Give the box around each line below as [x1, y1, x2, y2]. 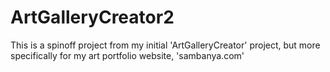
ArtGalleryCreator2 [10, 6, 175, 29]
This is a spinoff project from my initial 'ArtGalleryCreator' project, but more [10, 39, 321, 51]
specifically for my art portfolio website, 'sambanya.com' [10, 49, 245, 61]
